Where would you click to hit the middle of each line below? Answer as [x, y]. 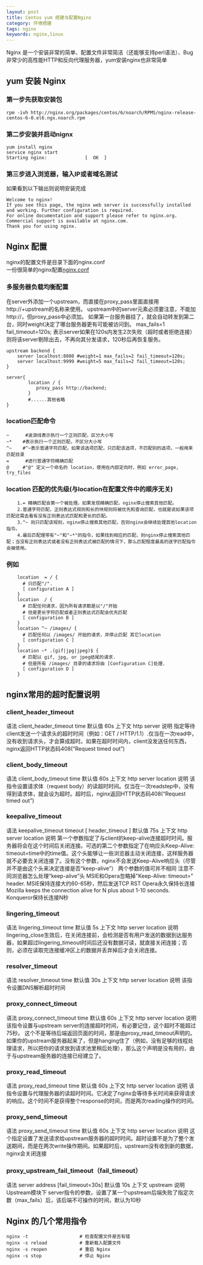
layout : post [23, 12]
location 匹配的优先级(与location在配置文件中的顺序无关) [90, 489]
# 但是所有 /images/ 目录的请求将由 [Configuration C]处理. [94, 664]
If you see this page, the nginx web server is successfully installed [98, 205]
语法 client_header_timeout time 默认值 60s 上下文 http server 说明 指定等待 [101, 726]
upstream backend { [31, 351]
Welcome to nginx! [29, 200]
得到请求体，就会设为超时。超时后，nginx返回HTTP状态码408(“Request [96, 794]
